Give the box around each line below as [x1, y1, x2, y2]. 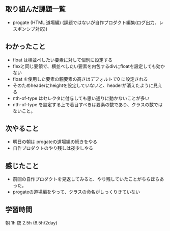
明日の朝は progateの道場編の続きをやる [12, 138, 98, 145]
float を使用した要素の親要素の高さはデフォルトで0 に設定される [12, 76, 149, 82]
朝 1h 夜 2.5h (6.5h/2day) [5, 220, 58, 226]
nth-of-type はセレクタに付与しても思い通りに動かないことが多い [12, 95, 150, 101]
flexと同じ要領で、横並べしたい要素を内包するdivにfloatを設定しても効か [12, 63, 165, 69]
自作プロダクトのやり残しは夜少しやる [12, 145, 93, 151]
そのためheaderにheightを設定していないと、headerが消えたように [12, 82, 154, 88]
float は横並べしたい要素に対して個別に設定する [12, 57, 113, 63]
